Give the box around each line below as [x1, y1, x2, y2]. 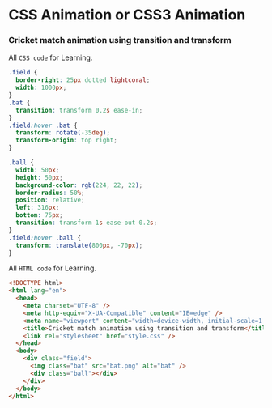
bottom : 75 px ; [15, 211, 63, 219]
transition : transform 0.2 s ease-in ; [15, 106, 143, 114]
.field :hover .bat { [8, 121, 79, 130]
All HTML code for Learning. [8, 263, 97, 273]
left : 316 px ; [15, 204, 60, 212]
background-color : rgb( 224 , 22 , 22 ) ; [15, 181, 143, 189]
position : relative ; [15, 196, 85, 204]
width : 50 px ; [15, 166, 60, 174]
